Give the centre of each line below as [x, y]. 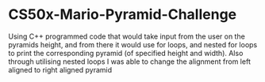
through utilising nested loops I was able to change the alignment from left [130, 61]
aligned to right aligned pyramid [60, 69]
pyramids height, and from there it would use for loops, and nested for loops [133, 44]
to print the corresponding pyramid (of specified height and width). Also [126, 53]
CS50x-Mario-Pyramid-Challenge [123, 15]
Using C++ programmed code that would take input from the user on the [127, 36]
